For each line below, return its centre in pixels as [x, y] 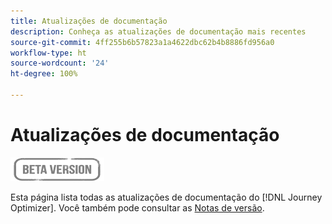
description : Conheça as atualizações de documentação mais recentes [158, 31]
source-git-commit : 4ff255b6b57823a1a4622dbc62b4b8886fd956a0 [142, 42]
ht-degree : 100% [44, 74]
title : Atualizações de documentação [89, 21]
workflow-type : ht [48, 53]
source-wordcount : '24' [60, 63]
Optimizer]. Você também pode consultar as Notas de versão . [137, 207]
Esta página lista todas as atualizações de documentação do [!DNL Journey [166, 197]
